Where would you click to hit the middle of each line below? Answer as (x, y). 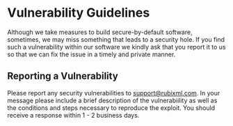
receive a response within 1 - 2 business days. (73, 115)
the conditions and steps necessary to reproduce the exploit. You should (111, 108)
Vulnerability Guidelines (79, 13)
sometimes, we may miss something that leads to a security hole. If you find (116, 39)
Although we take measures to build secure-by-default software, (100, 32)
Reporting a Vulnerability (63, 76)
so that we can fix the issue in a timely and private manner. (91, 54)
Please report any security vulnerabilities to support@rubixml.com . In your (114, 93)
